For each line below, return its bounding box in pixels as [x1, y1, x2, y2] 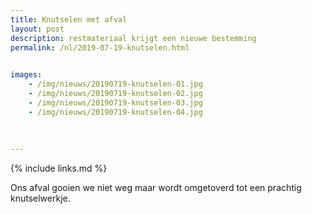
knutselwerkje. [10, 192, 71, 205]
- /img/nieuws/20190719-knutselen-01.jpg [28, 79, 203, 90]
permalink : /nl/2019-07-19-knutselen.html [10, 42, 190, 53]
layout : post [10, 24, 65, 34]
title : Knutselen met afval [10, 14, 128, 25]
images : [10, 70, 43, 80]
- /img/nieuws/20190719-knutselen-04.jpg [28, 107, 203, 117]
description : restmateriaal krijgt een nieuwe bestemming [10, 33, 257, 43]
